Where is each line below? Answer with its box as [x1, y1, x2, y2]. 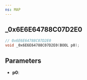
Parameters [5, 56, 42, 65]
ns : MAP [5, 7, 21, 12]
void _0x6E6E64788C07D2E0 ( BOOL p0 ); [5, 43, 80, 48]
